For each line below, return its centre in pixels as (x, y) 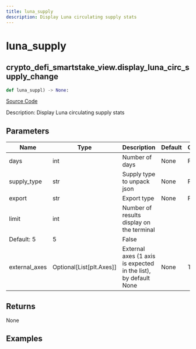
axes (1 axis (139, 256)
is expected (138, 264)
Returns (21, 306)
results (132, 215)
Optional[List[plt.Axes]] (84, 267)
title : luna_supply (30, 11)
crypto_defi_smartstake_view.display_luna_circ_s (98, 68)
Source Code (22, 101)
